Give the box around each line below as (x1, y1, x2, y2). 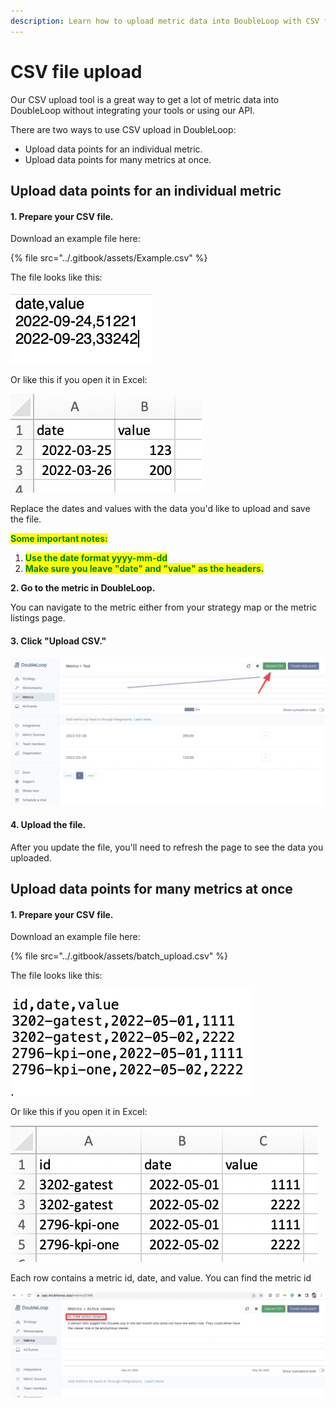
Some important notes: (10, 533, 108, 545)
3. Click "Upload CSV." (10, 635, 107, 647)
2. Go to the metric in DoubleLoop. (10, 582, 156, 594)
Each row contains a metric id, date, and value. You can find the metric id (10, 1272, 312, 1284)
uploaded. (10, 851, 52, 864)
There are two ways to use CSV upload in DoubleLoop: (10, 123, 237, 135)
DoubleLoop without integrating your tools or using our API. (10, 104, 255, 116)
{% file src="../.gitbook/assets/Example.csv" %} (10, 252, 208, 264)
